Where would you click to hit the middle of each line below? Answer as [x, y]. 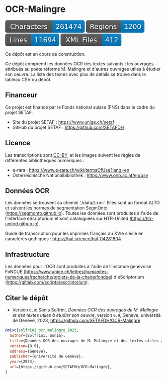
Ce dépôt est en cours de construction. [45, 54]
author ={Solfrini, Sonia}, [38, 335]
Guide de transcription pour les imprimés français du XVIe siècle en [74, 234]
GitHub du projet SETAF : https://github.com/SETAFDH [68, 127]
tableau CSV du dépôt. [28, 79]
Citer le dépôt [27, 298]
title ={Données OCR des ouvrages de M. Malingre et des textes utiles [84, 341]
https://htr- [142, 219]
